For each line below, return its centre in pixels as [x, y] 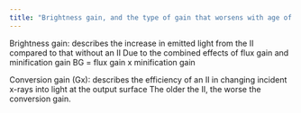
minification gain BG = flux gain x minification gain [102, 62]
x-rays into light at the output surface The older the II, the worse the [135, 89]
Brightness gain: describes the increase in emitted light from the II [132, 43]
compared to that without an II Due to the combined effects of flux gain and [149, 52]
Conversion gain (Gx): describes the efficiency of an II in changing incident [148, 79]
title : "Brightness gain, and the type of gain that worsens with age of [151, 17]
